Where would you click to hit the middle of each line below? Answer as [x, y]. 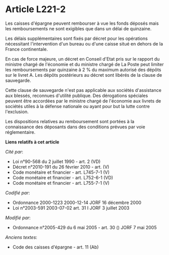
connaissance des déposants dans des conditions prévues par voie [75, 127]
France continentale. [26, 49]
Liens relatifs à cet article [32, 142]
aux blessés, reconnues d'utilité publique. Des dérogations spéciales [77, 95]
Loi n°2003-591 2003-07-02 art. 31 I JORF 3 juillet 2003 [71, 208]
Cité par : [14, 151]
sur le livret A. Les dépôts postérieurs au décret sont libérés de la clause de [84, 75]
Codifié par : [18, 192]
